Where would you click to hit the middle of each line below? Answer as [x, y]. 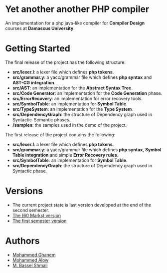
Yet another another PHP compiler [77, 9]
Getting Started [38, 49]
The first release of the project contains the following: [60, 135]
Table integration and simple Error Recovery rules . [65, 155]
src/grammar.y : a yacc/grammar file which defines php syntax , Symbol [87, 149]
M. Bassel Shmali [30, 265]
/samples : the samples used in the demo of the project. [70, 125]
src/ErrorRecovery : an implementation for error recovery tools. [78, 98]
